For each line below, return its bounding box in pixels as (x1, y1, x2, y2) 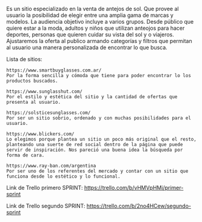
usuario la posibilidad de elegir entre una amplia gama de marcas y (6, 12, 174, 19)
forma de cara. (6, 152, 45, 158)
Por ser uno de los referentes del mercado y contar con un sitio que (6, 168, 189, 174)
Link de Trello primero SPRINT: (6, 184, 83, 191)
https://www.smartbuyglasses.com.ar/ (6, 67, 102, 73)
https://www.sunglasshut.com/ (6, 89, 83, 95)
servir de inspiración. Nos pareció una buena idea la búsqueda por (6, 147, 183, 153)
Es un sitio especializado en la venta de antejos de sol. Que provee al (6, 5, 179, 12)
